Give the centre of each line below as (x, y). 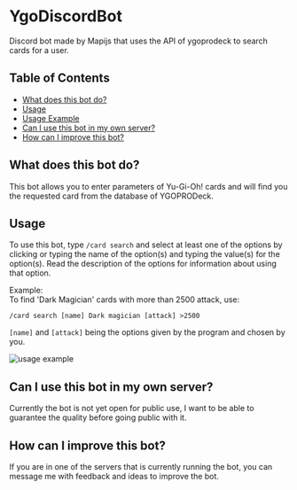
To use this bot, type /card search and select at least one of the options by (146, 245)
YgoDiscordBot (66, 16)
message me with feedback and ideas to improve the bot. (114, 476)
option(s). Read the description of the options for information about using (143, 264)
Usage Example (51, 118)
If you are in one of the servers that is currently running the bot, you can (141, 467)
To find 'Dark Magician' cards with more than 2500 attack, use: (125, 299)
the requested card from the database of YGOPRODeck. (112, 196)
